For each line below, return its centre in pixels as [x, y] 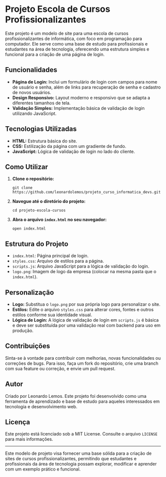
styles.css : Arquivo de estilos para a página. [58, 261]
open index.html [29, 229]
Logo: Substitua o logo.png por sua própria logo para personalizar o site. [86, 304]
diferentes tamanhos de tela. [41, 103]
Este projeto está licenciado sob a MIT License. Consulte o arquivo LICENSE [82, 434]
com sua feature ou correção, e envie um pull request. [60, 368]
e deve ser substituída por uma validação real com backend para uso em [86, 325]
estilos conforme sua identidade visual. [52, 315]
